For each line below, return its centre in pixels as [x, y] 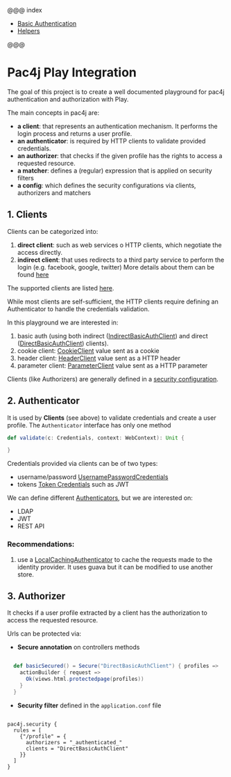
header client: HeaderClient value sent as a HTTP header [99, 358]
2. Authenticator [43, 401]
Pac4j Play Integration [72, 73]
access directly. [40, 252]
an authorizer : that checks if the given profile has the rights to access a [120, 155]
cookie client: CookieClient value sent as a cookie [88, 350]
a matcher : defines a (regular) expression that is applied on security [115, 171]
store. [26, 574]
